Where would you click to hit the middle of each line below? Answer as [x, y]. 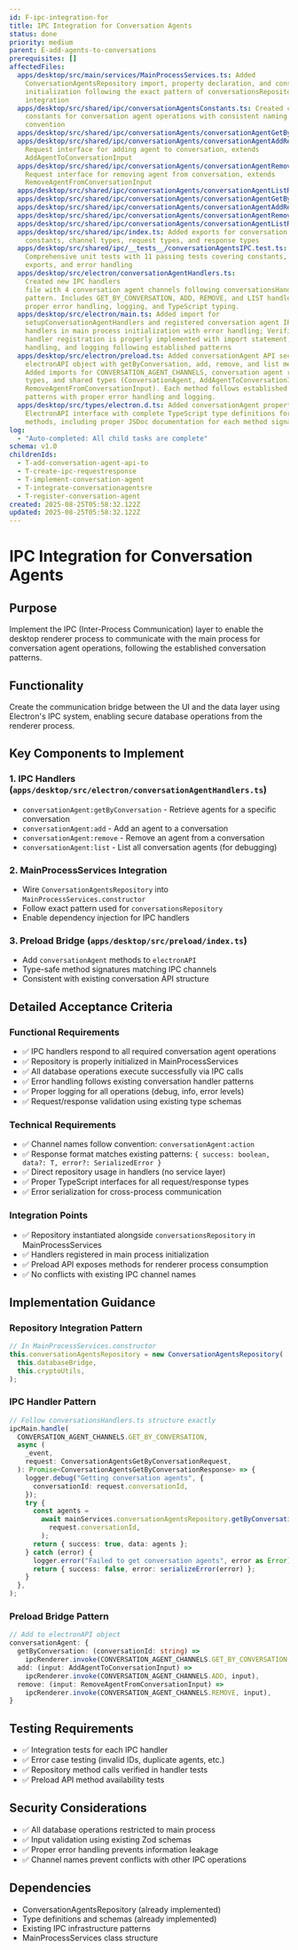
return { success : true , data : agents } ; [110, 1544]
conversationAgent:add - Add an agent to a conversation [125, 828]
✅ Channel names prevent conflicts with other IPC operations [134, 1859]
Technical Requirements [63, 1125]
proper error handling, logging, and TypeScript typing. [133, 306]
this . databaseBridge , [57, 1362]
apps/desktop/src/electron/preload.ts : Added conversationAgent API [146, 356]
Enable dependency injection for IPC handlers [106, 917]
